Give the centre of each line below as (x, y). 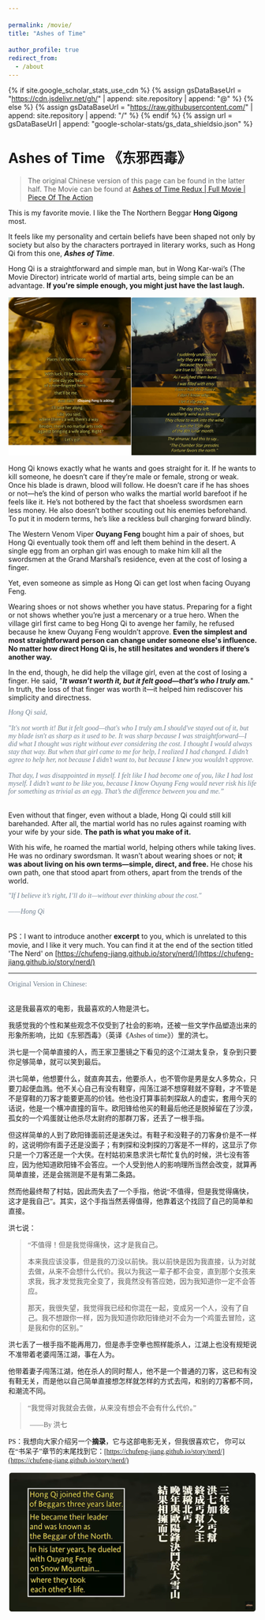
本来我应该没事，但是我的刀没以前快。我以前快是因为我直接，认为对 (138, 1262)
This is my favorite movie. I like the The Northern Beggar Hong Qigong (123, 213)
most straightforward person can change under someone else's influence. (133, 640)
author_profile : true (44, 50)
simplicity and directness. (50, 698)
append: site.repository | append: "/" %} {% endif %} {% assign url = (120, 115)
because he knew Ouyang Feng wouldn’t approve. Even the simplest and (128, 632)
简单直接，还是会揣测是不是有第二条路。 (74, 1175)
